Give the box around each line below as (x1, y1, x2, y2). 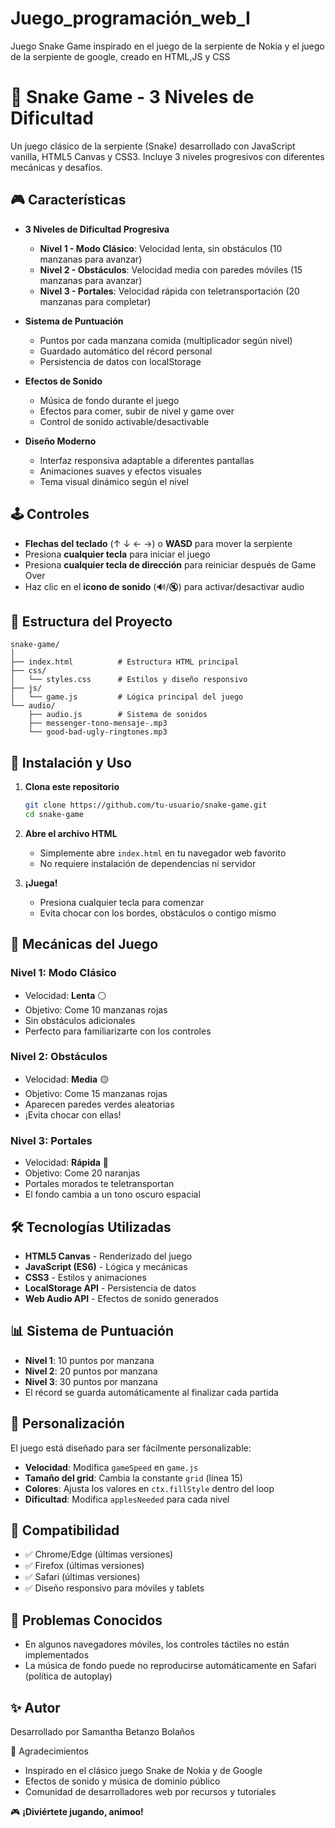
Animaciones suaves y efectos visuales (39, 465, 202, 477)
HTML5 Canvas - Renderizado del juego (24, 1250, 193, 1262)
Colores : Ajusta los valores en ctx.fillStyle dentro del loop (24, 1482, 275, 1494)
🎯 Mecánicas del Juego (10, 936, 159, 953)
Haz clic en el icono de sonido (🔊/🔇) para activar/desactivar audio (24, 580, 305, 592)
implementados (24, 1649, 90, 1661)
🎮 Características (10, 192, 127, 209)
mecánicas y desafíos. (10, 161, 103, 173)
